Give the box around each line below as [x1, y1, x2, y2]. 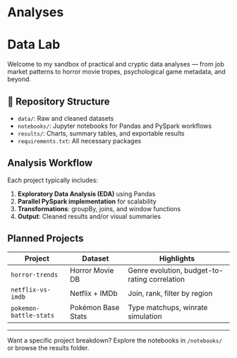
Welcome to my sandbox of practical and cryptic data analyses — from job [7, 60, 224, 68]
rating [128, 274, 147, 284]
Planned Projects [7, 232, 84, 244]
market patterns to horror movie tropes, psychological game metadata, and [7, 68, 226, 76]
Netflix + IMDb [70, 288, 118, 298]
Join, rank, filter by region [128, 288, 213, 298]
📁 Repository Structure [7, 95, 110, 107]
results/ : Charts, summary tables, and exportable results [17, 129, 185, 138]
